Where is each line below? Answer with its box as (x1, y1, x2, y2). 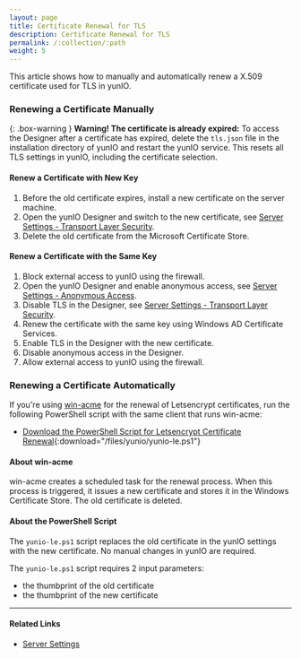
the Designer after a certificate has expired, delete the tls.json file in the (9, 133, 279, 143)
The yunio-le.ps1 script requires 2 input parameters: (9, 562, 204, 574)
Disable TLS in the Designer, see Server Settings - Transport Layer (21, 299, 269, 310)
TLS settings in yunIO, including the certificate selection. (9, 152, 218, 162)
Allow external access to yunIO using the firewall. (21, 356, 204, 368)
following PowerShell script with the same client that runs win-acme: (9, 409, 262, 420)
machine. (21, 202, 57, 212)
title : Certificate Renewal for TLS (9, 22, 146, 30)
